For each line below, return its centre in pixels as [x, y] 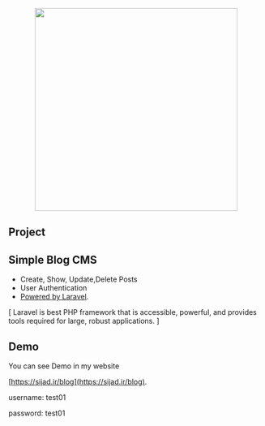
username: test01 [37, 398]
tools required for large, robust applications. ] [84, 321]
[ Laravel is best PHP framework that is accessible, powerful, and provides [132, 312]
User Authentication [53, 288]
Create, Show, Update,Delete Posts [79, 279]
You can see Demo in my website [64, 366]
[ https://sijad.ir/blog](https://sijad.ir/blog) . [78, 382]
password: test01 [37, 413]
